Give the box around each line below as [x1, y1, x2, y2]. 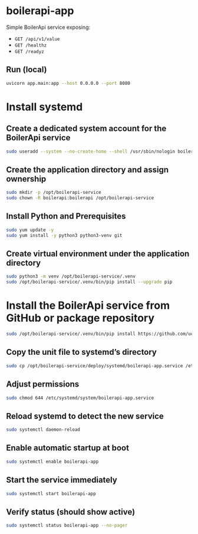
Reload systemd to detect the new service [6, 411, 164, 421]
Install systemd [6, 100, 83, 113]
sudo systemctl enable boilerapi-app [6, 459, 99, 464]
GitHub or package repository [6, 311, 155, 325]
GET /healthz [14, 42, 47, 48]
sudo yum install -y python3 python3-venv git [6, 232, 123, 238]
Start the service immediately [6, 475, 118, 485]
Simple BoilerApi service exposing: [6, 24, 90, 31]
